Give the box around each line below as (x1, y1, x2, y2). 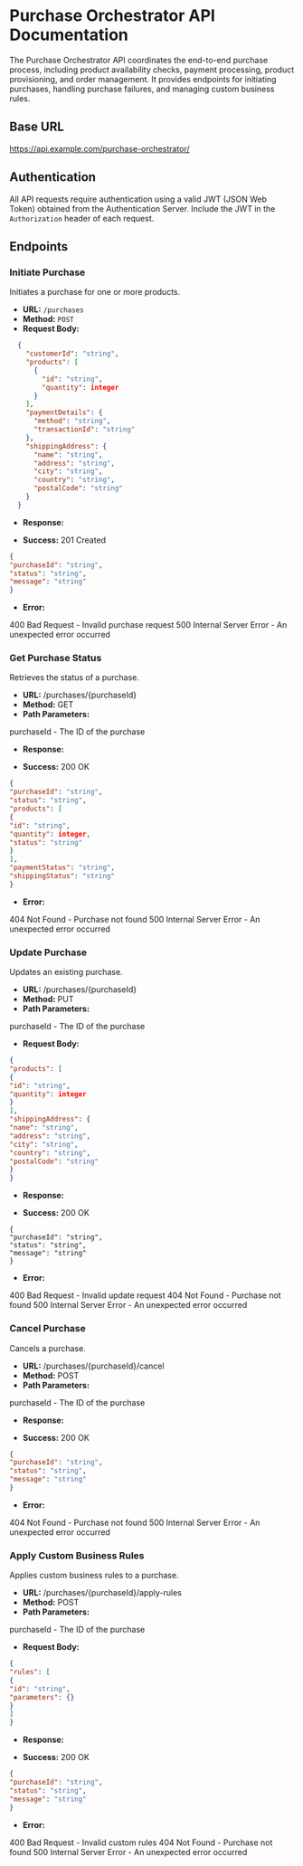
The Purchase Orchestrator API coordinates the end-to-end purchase (9, 54, 269, 65)
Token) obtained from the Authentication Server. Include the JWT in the (9, 203, 276, 213)
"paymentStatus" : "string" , (9, 863, 116, 873)
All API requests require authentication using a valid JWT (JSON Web (9, 194, 268, 204)
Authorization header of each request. (9, 213, 155, 223)
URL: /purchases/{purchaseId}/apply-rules (22, 1587, 183, 1598)
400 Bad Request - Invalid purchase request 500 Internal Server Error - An (9, 620, 288, 630)
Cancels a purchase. (9, 1342, 86, 1353)
